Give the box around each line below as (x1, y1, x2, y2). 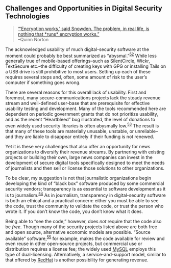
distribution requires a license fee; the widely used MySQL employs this (5, 246, 156, 252)
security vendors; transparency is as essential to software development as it (5, 186, 166, 192)
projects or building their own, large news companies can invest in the (5, 154, 153, 160)
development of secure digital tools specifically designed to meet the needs (5, 160, 165, 166)
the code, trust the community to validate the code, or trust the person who (5, 203, 164, 209)
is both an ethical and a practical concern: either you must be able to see (5, 197, 159, 203)
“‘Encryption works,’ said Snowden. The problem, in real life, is (17, 25, 150, 32)
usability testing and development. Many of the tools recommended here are (5, 105, 166, 112)
